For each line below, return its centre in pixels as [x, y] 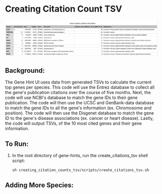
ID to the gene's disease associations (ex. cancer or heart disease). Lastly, [79, 118]
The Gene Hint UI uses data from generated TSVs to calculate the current [78, 82]
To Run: [17, 144]
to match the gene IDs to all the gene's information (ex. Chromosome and [78, 108]
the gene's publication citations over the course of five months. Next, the [78, 93]
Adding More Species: [39, 185]
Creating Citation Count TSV [64, 9]
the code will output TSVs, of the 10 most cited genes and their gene [73, 123]
